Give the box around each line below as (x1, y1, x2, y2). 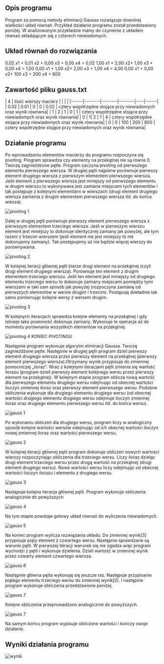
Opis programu (5, 4, 52, 12)
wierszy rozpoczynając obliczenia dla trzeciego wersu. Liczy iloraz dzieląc (5, 454, 156, 460)
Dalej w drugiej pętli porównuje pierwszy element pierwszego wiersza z (5, 218, 150, 224)
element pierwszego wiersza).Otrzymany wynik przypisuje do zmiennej (5, 359, 149, 365)
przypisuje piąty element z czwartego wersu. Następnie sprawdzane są (5, 538, 149, 544)
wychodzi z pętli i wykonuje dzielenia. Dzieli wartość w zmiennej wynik (5, 548, 148, 554)
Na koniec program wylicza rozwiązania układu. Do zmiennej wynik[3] (5, 532, 147, 538)
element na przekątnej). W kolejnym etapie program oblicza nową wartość (5, 375, 155, 380)
